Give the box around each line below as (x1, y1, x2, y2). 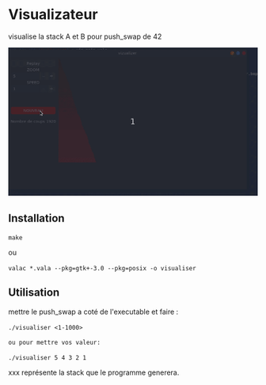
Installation (8, 211, 65, 225)
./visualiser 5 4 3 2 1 (8, 353, 87, 361)
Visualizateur (8, 6, 98, 24)
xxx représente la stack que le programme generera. (8, 368, 180, 377)
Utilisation (8, 286, 60, 300)
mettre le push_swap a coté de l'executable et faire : (8, 307, 179, 316)
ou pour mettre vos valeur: (8, 338, 101, 346)
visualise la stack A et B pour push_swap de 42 (8, 32, 162, 41)
